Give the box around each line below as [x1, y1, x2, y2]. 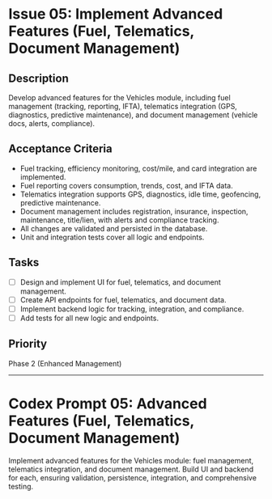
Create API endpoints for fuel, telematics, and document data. [19, 294, 227, 304]
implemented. [19, 171, 66, 182]
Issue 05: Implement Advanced [8, 5, 223, 23]
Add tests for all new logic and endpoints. [19, 313, 159, 323]
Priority [8, 337, 47, 351]
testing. [8, 481, 34, 491]
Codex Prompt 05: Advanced [8, 394, 208, 412]
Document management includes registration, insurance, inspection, [19, 206, 249, 216]
